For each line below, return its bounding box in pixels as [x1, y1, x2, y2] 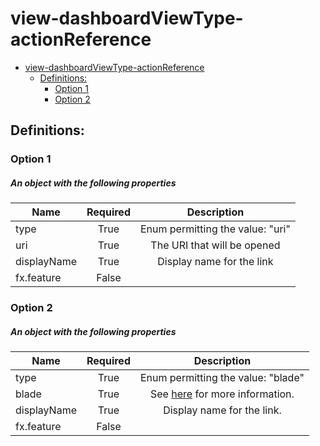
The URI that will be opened [150, 238, 281, 252]
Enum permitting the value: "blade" [139, 371, 305, 385]
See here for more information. [150, 387, 295, 401]
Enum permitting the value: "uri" [139, 222, 291, 236]
